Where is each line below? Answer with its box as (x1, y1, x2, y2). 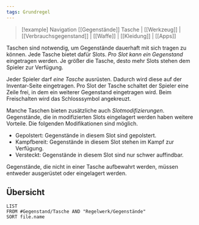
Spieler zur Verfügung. (6, 64, 63, 71)
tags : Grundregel (6, 9, 51, 15)
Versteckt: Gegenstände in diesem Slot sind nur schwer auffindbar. (15, 151, 184, 158)
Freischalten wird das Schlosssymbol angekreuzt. (6, 95, 131, 102)
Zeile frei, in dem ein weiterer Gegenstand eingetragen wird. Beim (6, 88, 172, 95)
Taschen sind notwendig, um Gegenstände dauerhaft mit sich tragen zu (6, 44, 187, 51)
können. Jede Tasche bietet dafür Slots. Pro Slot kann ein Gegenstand (6, 50, 183, 58)
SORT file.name (6, 214, 45, 220)
